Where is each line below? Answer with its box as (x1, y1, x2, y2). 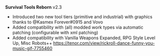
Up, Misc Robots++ (12, 40, 52, 46)
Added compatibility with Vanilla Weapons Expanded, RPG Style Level (12, 35, 156, 41)
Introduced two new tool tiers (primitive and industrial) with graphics (12, 14, 153, 19)
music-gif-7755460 (12, 46, 53, 51)
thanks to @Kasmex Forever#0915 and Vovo (12, 19, 103, 25)
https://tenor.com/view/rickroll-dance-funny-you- (53, 40, 155, 46)
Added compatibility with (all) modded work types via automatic (12, 24, 144, 30)
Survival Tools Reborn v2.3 (5, 4, 62, 10)
